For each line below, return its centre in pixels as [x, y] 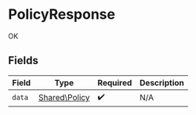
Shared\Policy [64, 98]
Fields [24, 61]
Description [162, 82]
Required [115, 82]
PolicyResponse [62, 14]
